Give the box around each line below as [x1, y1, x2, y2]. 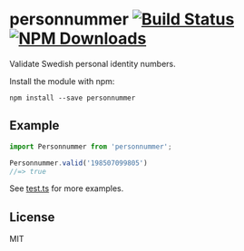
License [9, 209, 55, 225]
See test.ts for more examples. [9, 183, 124, 194]
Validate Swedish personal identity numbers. [9, 58, 177, 69]
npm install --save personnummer [9, 93, 136, 102]
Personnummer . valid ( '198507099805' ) [9, 159, 148, 168]
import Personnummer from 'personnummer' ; [9, 141, 172, 151]
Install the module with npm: [9, 75, 115, 86]
